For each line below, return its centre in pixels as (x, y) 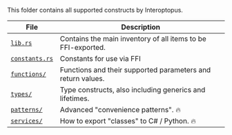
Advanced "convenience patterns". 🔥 (120, 110)
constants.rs (32, 58)
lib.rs (21, 43)
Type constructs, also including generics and (133, 90)
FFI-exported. (83, 47)
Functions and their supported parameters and (135, 70)
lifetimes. (75, 98)
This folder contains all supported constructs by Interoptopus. (95, 10)
